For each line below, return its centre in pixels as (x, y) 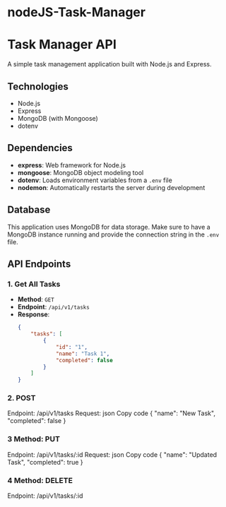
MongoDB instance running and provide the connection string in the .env (113, 234)
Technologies (38, 87)
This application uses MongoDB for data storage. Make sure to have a (109, 227)
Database (29, 210)
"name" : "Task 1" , (83, 354)
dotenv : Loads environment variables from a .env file (95, 180)
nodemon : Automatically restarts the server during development (111, 187)
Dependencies (40, 148)
